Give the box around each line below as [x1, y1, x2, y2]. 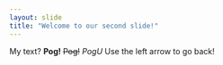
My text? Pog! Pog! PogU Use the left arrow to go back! [9, 45, 216, 56]
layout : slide [9, 12, 63, 22]
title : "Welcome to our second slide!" [9, 21, 159, 30]
